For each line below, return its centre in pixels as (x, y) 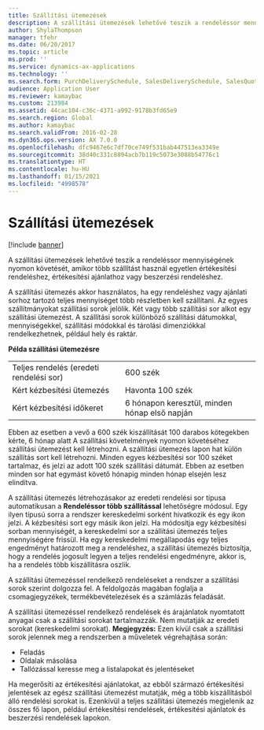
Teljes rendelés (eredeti (56, 367)
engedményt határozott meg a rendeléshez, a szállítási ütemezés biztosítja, (130, 547)
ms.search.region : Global (50, 118)
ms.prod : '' (27, 60)
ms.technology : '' (38, 74)
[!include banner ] (36, 244)
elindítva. (23, 482)
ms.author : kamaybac (42, 125)
